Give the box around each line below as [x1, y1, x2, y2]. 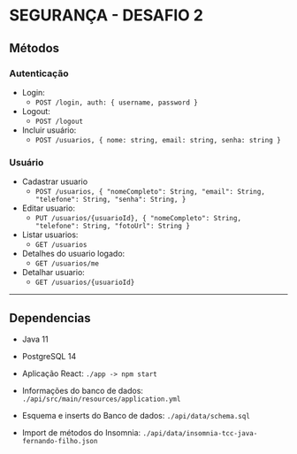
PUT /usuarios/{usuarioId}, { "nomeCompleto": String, [34, 214, 241, 223]
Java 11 [21, 334, 49, 344]
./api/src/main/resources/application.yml [21, 395, 181, 404]
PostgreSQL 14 [21, 350, 77, 361]
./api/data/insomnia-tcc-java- [142, 428, 258, 438]
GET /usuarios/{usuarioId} [34, 278, 135, 288]
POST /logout [34, 117, 84, 126]
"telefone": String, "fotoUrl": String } [34, 222, 190, 231]
